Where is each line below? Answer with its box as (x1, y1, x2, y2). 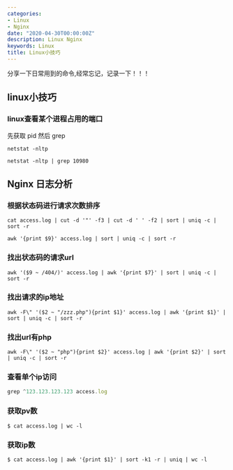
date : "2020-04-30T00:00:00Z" (7, 29, 96, 37)
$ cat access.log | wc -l (7, 423, 82, 430)
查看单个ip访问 (7, 372, 57, 382)
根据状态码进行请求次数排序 (7, 200, 100, 210)
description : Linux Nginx (7, 36, 82, 43)
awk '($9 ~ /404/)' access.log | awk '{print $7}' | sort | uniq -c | (7, 269, 217, 276)
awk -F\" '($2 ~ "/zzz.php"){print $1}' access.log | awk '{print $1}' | (7, 308, 227, 316)
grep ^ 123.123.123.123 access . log (7, 388, 108, 395)
